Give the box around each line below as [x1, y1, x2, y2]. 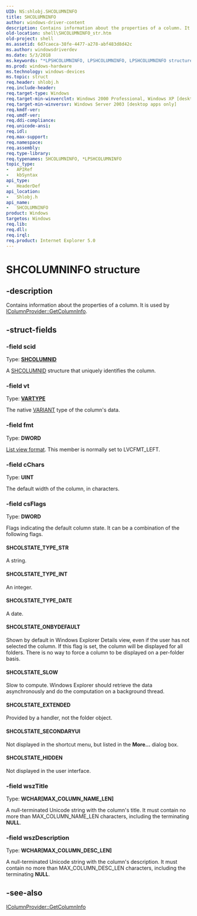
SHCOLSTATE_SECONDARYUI [6, 728, 81, 735]
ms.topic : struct [6, 74, 49, 80]
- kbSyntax [6, 172, 38, 178]
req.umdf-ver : [6, 112, 41, 118]
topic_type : [6, 161, 35, 167]
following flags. [6, 531, 43, 538]
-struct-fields [6, 325, 57, 335]
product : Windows [6, 211, 49, 216]
